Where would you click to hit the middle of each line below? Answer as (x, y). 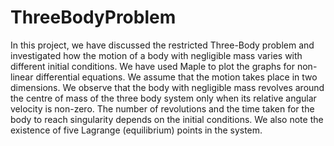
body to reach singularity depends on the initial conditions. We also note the (167, 119)
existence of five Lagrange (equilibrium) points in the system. (136, 130)
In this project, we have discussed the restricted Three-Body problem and (162, 45)
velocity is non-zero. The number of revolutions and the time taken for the (162, 108)
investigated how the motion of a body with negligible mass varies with (156, 55)
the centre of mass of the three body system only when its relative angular (163, 98)
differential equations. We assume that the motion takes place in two (176, 77)
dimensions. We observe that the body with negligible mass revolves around (167, 87)
